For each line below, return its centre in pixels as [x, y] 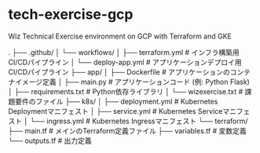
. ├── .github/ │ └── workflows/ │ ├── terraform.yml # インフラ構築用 [124, 52]
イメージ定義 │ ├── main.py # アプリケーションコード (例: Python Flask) [132, 82]
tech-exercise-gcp [71, 15]
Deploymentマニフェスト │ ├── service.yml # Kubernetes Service [115, 111]
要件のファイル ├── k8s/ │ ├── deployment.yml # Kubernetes [116, 101]
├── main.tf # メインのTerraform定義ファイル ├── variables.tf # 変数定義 [127, 130]
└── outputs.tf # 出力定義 [50, 140]
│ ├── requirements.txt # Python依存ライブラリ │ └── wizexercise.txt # [126, 91]
